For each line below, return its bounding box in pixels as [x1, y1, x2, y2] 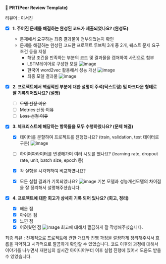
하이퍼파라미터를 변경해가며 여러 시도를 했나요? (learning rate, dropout [19, 151, 159, 157]
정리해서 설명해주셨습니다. [30, 184, 81, 191]
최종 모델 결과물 [27, 73, 58, 79]
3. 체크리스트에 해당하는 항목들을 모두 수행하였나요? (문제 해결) [12, 124, 134, 130]
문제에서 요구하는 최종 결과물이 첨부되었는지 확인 [19, 36, 114, 42]
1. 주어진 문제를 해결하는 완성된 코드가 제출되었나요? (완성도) [12, 25, 129, 31]
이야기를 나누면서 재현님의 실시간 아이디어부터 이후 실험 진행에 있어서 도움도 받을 [5, 247, 162, 253]
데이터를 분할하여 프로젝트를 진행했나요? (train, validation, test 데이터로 [19, 134, 160, 140]
